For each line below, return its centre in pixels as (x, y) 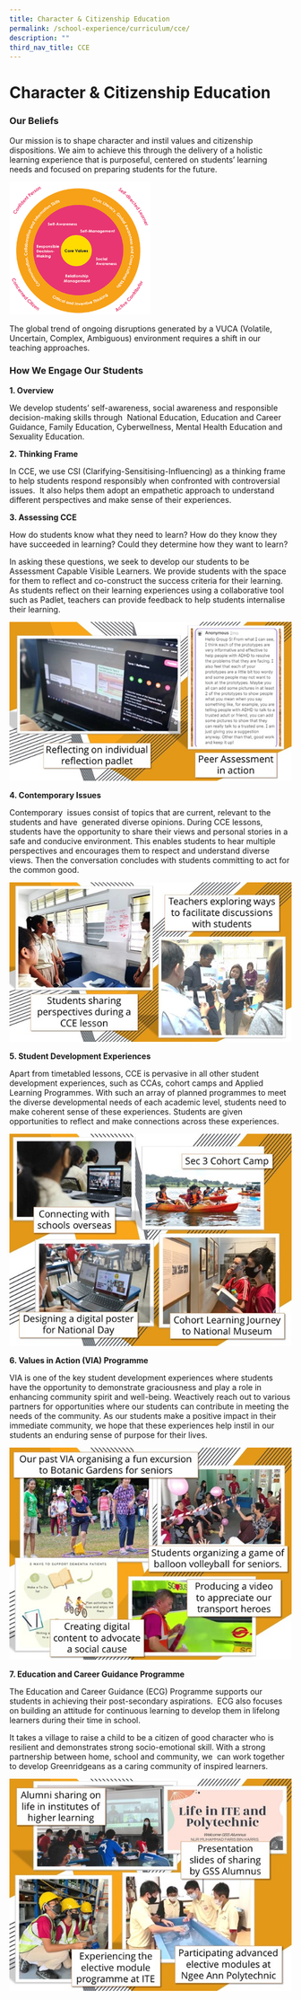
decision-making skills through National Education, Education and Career (146, 417)
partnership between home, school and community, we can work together (147, 1757)
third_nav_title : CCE (50, 48)
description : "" (39, 38)
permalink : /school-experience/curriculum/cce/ (100, 28)
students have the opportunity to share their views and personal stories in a (149, 832)
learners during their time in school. (75, 1720)
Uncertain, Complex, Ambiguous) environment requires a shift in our (135, 338)
